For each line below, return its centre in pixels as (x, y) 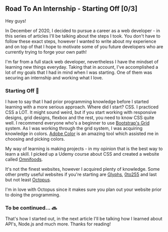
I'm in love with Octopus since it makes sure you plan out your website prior (83, 190)
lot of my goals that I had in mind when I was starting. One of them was (79, 72)
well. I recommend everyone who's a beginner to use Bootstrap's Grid (77, 123)
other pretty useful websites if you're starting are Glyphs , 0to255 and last (81, 175)
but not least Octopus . (28, 180)
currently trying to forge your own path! (46, 52)
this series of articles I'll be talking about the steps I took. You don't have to (83, 36)
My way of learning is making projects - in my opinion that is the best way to (84, 149)
